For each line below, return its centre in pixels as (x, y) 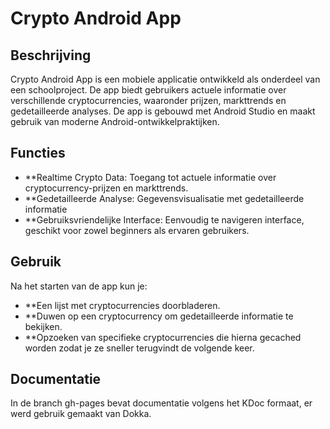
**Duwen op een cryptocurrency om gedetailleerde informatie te (159, 316)
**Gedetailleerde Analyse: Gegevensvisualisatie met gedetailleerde (164, 198)
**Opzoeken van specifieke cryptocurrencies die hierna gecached (163, 337)
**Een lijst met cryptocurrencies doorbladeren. (122, 305)
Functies (38, 153)
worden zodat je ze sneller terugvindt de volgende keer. (139, 348)
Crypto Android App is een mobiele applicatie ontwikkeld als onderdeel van (165, 79)
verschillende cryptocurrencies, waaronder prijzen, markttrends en (148, 100)
